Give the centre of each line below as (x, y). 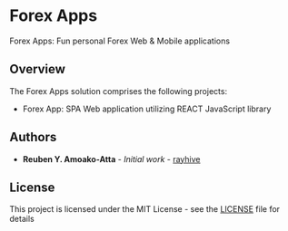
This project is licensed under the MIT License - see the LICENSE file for (144, 209)
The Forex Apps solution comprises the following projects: (119, 91)
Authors (33, 137)
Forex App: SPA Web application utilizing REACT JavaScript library (147, 109)
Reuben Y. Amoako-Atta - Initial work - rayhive (111, 159)
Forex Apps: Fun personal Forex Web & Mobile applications (119, 41)
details (22, 219)
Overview (38, 69)
